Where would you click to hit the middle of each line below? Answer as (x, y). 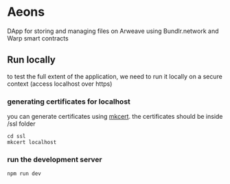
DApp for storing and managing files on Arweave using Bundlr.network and (113, 31)
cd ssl (16, 137)
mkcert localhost (32, 142)
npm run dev (24, 174)
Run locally (32, 60)
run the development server (55, 159)
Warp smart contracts (38, 38)
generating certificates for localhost (69, 102)
